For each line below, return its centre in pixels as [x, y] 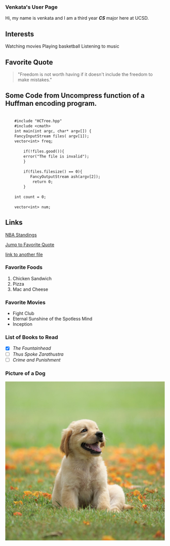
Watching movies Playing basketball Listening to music [62, 46]
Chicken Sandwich [32, 278]
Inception [23, 324]
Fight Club [23, 314]
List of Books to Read [32, 337]
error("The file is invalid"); [56, 156]
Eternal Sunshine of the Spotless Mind [52, 319]
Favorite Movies [25, 302]
